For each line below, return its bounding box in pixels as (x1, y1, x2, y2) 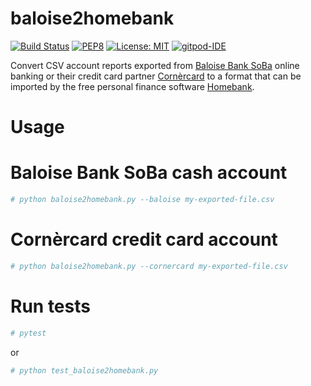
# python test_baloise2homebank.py (10, 365, 159, 376)
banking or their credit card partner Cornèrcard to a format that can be (10, 70, 302, 82)
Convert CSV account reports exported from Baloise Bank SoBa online (10, 59, 300, 71)
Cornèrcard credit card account (10, 228, 278, 251)
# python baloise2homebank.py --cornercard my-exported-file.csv (10, 261, 288, 271)
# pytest (10, 328, 47, 338)
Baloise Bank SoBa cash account (10, 162, 288, 184)
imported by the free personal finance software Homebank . (10, 80, 255, 92)
